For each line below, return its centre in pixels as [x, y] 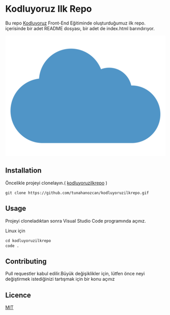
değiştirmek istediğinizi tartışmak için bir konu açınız [60, 279]
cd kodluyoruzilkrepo [28, 240]
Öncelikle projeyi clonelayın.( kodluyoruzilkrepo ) [56, 183]
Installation [23, 171]
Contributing [26, 261]
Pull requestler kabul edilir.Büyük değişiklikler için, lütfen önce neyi [75, 274]
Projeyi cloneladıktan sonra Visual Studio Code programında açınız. [76, 221]
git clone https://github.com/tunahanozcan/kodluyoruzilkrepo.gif [77, 193]
